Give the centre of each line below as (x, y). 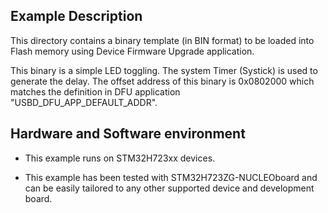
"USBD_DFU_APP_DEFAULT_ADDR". (84, 102)
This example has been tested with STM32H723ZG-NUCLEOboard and (171, 177)
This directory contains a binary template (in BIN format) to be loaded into (162, 40)
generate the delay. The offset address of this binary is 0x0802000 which (162, 81)
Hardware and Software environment (128, 134)
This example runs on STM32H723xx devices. (120, 158)
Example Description (76, 16)
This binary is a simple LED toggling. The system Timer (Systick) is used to (164, 70)
